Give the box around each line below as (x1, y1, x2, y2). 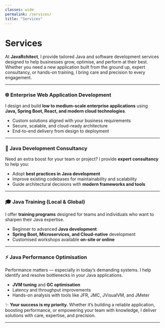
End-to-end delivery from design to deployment (12, 128, 110, 134)
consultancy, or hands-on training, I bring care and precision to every (5, 69, 146, 75)
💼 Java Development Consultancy (5, 145, 87, 151)
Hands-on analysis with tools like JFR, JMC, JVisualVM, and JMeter (12, 292, 150, 298)
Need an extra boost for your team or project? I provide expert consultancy (5, 156, 159, 162)
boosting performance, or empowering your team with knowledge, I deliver (5, 307, 157, 313)
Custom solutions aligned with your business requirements (12, 118, 131, 123)
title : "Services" (5, 16, 43, 21)
